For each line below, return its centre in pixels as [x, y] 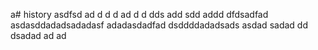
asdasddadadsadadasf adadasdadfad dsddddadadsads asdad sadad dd [159, 25]
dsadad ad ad [38, 35]
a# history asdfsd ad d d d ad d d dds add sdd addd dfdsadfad [139, 14]
